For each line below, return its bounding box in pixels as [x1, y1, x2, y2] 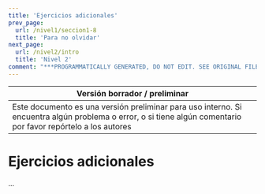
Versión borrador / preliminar [76, 88, 189, 99]
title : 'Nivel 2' [15, 56, 73, 64]
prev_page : [8, 19, 44, 27]
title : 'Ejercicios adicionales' [8, 11, 118, 20]
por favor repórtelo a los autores [12, 121, 132, 132]
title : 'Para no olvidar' [15, 33, 101, 42]
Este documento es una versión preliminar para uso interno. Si [12, 101, 242, 112]
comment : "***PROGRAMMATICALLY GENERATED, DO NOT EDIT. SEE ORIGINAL [8, 63, 242, 71]
